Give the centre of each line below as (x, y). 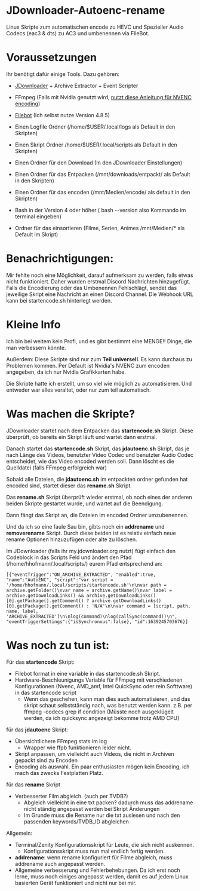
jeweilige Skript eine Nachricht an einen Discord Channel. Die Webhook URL (100, 294)
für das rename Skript (33, 785)
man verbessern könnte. (36, 347)
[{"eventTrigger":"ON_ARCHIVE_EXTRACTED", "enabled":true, (81, 575)
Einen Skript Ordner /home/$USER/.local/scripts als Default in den (96, 145)
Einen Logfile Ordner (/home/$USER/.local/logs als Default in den (95, 127)
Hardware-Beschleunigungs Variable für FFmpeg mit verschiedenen (99, 680)
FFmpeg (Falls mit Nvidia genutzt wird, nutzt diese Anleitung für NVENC (103, 97)
